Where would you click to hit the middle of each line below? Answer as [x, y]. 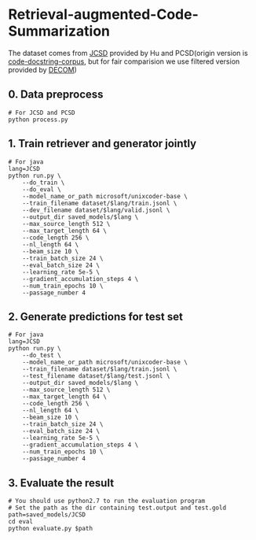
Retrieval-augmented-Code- [103, 15]
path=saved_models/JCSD [47, 515]
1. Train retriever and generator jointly [102, 144]
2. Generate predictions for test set [95, 316]
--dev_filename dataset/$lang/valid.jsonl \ [96, 210]
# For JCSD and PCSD [42, 113]
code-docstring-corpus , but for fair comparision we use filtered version [124, 61]
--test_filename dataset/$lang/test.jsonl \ [96, 376]
